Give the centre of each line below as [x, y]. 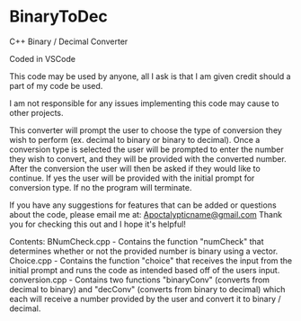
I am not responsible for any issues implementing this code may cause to [144, 103]
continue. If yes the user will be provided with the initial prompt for [132, 178]
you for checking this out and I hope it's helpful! [98, 224]
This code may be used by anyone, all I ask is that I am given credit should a [150, 76]
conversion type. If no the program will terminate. [101, 187]
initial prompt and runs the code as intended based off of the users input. [145, 270]
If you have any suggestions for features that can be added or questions [143, 205]
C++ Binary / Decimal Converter [69, 41]
